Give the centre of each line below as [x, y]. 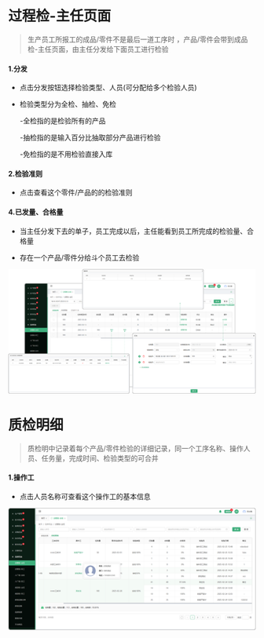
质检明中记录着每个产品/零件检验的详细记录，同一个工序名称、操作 [135, 448]
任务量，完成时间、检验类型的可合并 [100, 458]
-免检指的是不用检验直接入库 [66, 155]
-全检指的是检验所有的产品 [62, 121]
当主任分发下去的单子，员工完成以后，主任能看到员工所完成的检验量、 [133, 231]
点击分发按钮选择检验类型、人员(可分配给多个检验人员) [108, 88]
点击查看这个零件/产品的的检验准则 [76, 192]
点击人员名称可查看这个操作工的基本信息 [85, 496]
